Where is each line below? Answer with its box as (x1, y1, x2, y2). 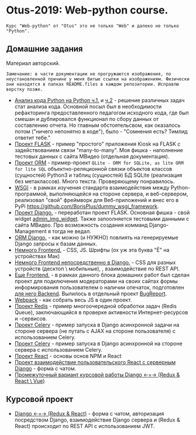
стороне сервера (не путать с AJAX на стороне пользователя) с (14, 327, 176, 335)
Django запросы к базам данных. (14, 240, 98, 247)
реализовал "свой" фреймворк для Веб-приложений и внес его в (14, 196, 179, 203)
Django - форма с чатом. (14, 365, 77, 372)
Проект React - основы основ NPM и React (14, 352, 122, 359)
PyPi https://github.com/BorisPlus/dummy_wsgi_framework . (14, 203, 159, 210)
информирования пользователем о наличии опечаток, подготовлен (14, 284, 184, 291)
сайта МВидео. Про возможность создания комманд (14, 221, 148, 228)
